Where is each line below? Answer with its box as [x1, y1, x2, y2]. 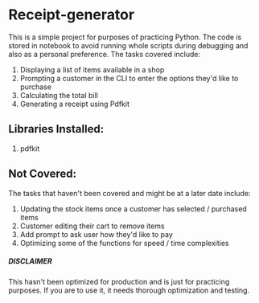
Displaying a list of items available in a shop [19, 64, 165, 74]
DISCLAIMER [8, 256, 52, 266]
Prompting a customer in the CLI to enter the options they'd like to [19, 73, 239, 83]
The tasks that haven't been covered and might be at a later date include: [8, 188, 251, 198]
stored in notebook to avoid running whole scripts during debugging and [8, 40, 249, 50]
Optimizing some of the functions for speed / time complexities [19, 238, 229, 248]
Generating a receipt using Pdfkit [19, 99, 130, 109]
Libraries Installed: [8, 122, 105, 136]
